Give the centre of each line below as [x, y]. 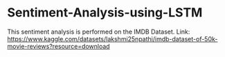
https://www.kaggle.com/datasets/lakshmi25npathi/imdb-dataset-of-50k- [112, 38]
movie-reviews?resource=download [58, 46]
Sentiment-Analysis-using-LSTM [105, 13]
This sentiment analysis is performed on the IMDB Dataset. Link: [99, 32]
